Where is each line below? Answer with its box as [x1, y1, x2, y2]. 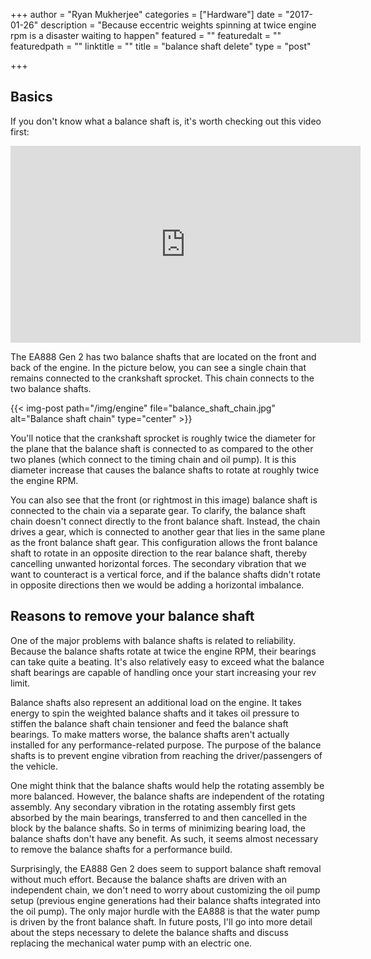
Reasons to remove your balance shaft [10, 608, 255, 625]
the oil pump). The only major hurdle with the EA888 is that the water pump [10, 905, 321, 917]
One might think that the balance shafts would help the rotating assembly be [10, 779, 325, 791]
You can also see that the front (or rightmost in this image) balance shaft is [10, 494, 318, 506]
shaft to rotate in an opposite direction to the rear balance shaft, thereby [10, 547, 308, 559]
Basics [10, 89, 53, 106]
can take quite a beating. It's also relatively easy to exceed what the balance [10, 655, 325, 668]
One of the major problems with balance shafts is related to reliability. [10, 634, 297, 646]
